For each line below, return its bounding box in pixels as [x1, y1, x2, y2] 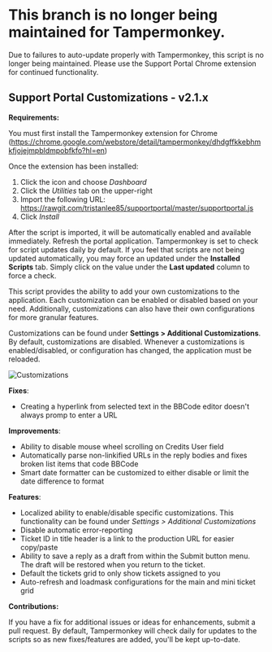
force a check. [8, 270, 57, 280]
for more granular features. [8, 312, 99, 322]
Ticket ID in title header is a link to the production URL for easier [19, 533, 235, 543]
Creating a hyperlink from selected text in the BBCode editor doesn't [19, 401, 250, 411]
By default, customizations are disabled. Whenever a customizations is [8, 336, 245, 347]
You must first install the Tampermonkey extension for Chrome [8, 128, 218, 138]
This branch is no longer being [8, 6, 218, 24]
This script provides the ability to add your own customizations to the [8, 287, 240, 296]
